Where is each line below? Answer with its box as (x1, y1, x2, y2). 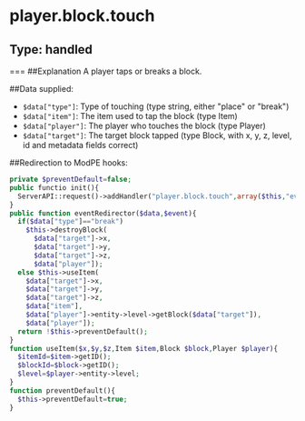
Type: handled (9, 42, 93, 57)
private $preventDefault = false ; (9, 175, 132, 184)
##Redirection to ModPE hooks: (9, 157, 129, 168)
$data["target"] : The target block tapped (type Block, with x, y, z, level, (22, 130, 292, 141)
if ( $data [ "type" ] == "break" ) (17, 217, 124, 226)
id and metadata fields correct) (22, 140, 139, 150)
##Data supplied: (9, 84, 74, 94)
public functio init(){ (9, 183, 100, 192)
